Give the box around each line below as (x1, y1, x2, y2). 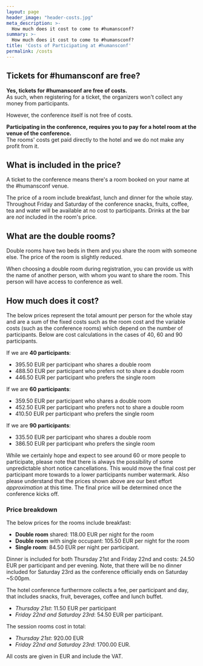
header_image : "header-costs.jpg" (6, 15, 94, 21)
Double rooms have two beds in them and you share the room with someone (6, 247, 197, 254)
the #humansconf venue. (6, 182, 69, 190)
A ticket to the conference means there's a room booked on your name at (6, 176, 190, 183)
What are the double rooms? (6, 231, 116, 241)
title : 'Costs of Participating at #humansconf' (6, 43, 131, 49)
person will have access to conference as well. (6, 278, 123, 285)
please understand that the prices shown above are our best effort (6, 478, 173, 484)
